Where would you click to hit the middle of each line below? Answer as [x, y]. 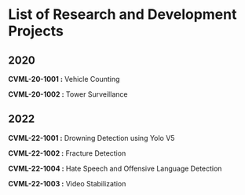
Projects [36, 31]
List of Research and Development [122, 15]
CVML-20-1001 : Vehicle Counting [64, 79]
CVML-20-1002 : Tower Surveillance [68, 94]
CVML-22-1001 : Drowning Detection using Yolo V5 [91, 138]
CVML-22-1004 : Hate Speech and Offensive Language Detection [115, 168]
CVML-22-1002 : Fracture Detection [67, 153]
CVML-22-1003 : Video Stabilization [67, 183]
